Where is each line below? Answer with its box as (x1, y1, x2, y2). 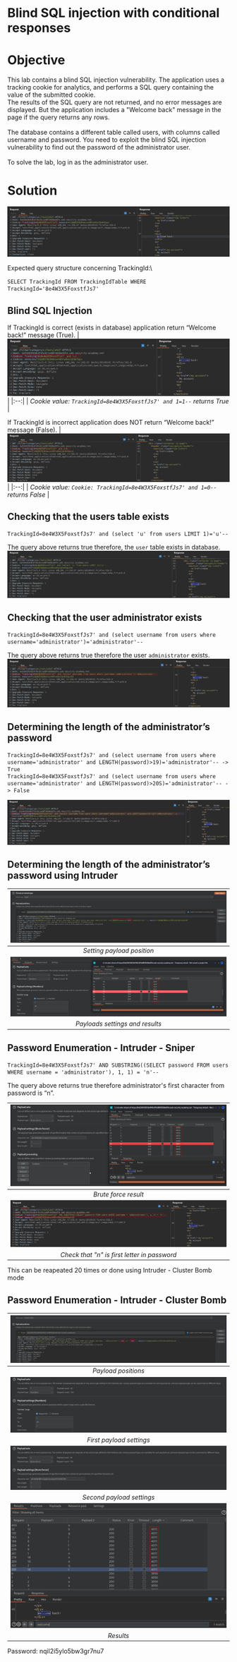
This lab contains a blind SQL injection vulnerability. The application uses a (7, 75, 224, 84)
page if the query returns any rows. (7, 113, 110, 121)
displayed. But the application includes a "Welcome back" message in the (7, 106, 221, 114)
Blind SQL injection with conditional (7, 5, 220, 21)
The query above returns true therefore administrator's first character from (7, 1081, 225, 1089)
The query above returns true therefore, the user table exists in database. (7, 542, 221, 551)
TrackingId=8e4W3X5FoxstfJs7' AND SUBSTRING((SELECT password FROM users (7, 1062, 229, 1069)
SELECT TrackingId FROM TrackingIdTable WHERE (7, 279, 147, 286)
